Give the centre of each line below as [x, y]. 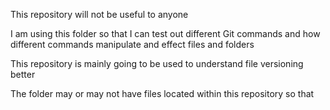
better [23, 74]
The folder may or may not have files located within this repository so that [162, 93]
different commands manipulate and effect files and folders [132, 44]
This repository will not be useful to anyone [99, 14]
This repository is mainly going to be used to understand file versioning [157, 63]
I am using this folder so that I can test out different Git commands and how [165, 33]
